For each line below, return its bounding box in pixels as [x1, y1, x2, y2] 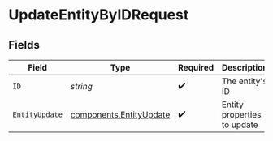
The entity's [222, 75, 268, 87]
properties [222, 109, 262, 120]
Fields [8, 38, 41, 52]
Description [222, 62, 268, 73]
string [70, 81, 93, 92]
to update [222, 119, 258, 130]
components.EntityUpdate [70, 109, 171, 120]
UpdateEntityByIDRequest [8, 6, 189, 24]
